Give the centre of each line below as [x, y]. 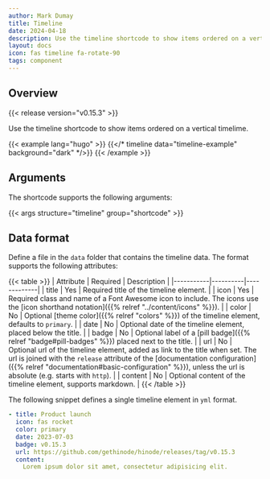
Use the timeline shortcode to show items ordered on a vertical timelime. [129, 128]
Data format [39, 238]
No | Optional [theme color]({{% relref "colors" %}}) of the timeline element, [134, 316]
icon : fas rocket [45, 422]
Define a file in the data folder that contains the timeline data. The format [129, 258]
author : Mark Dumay [41, 16]
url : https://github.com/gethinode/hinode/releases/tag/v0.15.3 [125, 452]
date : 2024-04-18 [37, 31]
